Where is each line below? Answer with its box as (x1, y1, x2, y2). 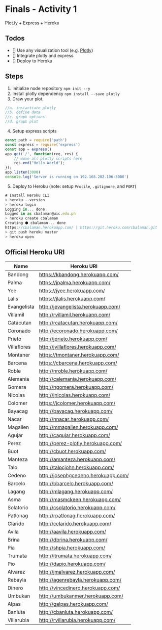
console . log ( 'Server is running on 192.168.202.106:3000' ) (5, 175, 129, 180)
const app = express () (5, 147, 52, 152)
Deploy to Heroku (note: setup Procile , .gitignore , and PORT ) (12, 183, 136, 189)
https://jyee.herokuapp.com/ (39, 287, 105, 294)
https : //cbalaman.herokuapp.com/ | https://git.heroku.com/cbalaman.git (5, 225, 158, 230)
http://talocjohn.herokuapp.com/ (39, 464, 114, 471)
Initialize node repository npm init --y (12, 85, 90, 91)
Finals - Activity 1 (5, 3, 77, 15)
